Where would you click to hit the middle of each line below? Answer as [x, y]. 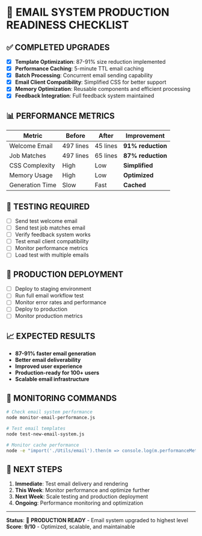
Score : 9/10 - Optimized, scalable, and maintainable [71, 527]
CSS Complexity [32, 166]
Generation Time [33, 185]
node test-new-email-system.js [45, 434]
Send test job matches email [50, 228]
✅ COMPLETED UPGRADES [58, 47]
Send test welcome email [46, 221]
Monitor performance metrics [51, 248]
